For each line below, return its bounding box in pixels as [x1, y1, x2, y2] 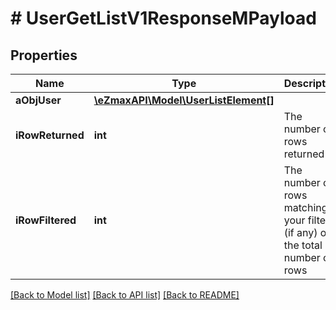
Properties [10, 47, 78, 64]
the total [283, 238, 323, 252]
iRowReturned [15, 128, 85, 142]
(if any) [283, 226, 318, 239]
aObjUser [15, 93, 62, 107]
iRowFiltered [15, 213, 77, 227]
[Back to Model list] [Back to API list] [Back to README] [10, 289, 240, 301]
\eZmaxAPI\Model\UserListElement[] [93, 93, 275, 107]
